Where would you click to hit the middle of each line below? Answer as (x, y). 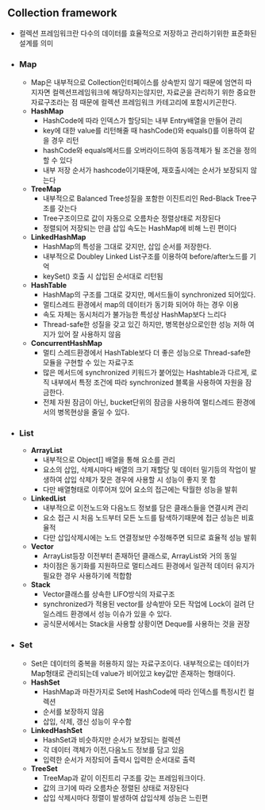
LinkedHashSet (56, 730)
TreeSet (44, 768)
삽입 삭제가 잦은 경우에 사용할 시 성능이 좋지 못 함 (140, 480)
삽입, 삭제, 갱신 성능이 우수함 (87, 721)
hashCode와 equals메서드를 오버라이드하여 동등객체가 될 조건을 (142, 151)
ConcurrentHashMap (66, 344)
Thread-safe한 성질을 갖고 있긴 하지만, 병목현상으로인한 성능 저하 (144, 324)
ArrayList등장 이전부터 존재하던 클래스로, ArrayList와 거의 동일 (140, 556)
